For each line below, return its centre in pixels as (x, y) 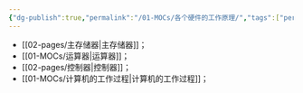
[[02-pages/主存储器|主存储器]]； (84, 44)
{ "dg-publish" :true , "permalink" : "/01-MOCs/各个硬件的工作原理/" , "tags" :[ (144, 18)
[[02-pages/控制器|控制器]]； (76, 67)
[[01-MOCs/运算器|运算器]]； (76, 56)
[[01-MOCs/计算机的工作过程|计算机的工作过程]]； (115, 79)
